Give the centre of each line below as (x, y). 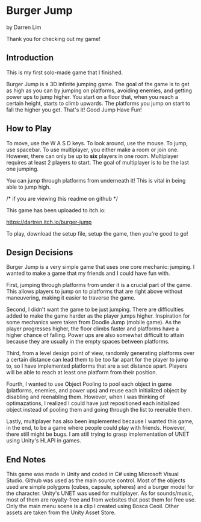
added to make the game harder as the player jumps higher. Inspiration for (98, 316)
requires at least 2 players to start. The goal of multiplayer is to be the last (98, 162)
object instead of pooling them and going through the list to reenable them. (99, 410)
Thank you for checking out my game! (53, 39)
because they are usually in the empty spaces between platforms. (88, 342)
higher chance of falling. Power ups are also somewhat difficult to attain (95, 335)
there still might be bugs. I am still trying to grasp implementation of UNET (98, 434)
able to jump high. (29, 187)
